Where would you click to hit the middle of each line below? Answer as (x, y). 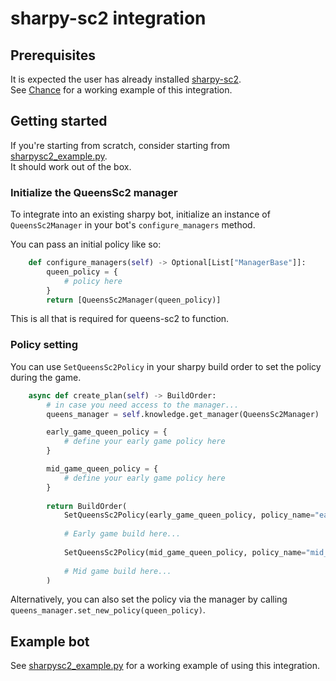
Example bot (50, 641)
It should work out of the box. (71, 166)
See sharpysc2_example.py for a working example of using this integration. (165, 666)
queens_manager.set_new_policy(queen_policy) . (108, 610)
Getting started (59, 121)
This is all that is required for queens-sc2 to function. (120, 319)
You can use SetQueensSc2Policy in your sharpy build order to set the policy (166, 366)
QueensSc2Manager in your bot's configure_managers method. (133, 225)
